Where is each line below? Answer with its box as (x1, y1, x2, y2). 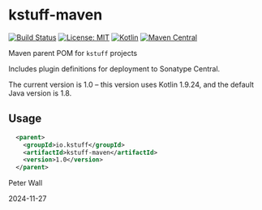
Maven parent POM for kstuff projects (8, 48, 138, 58)
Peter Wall (8, 178, 43, 188)
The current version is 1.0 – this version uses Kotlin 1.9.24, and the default (8, 79, 254, 89)
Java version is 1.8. (8, 88, 72, 98)
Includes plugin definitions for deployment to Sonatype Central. (8, 63, 221, 74)
